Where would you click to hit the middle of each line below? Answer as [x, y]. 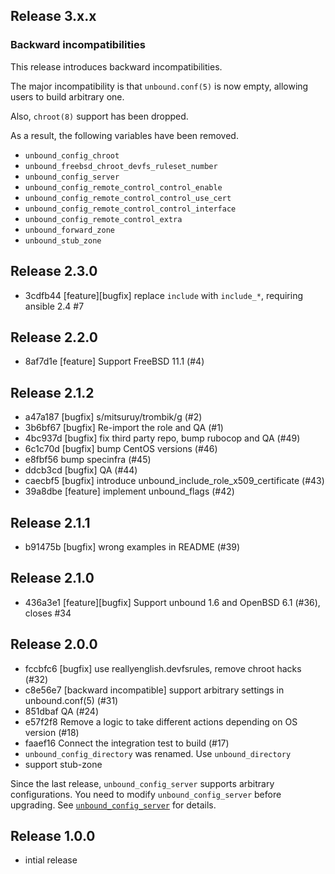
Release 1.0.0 [53, 835]
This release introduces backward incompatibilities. [116, 66]
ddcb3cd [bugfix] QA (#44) [81, 470]
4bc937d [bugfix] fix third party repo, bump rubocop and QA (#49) [162, 438]
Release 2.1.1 [50, 522]
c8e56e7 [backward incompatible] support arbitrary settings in [154, 690]
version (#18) [52, 732]
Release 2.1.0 [52, 578]
